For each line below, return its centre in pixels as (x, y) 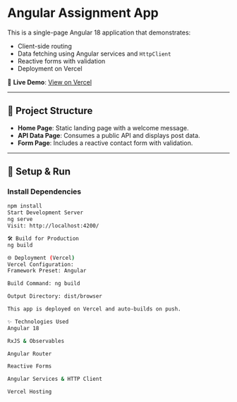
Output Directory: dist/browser (55, 296)
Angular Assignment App (83, 13)
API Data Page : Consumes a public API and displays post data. (109, 135)
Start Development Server (45, 213)
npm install (25, 206)
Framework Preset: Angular (47, 271)
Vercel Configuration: (41, 264)
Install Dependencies (44, 191)
